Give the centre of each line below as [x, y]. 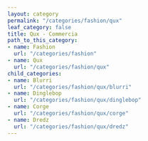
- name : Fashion [31, 47]
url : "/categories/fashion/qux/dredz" [72, 126]
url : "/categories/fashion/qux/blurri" [73, 87]
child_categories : [35, 73]
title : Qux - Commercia [43, 34]
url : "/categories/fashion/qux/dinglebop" [78, 100]
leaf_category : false [39, 27]
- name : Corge [28, 107]
